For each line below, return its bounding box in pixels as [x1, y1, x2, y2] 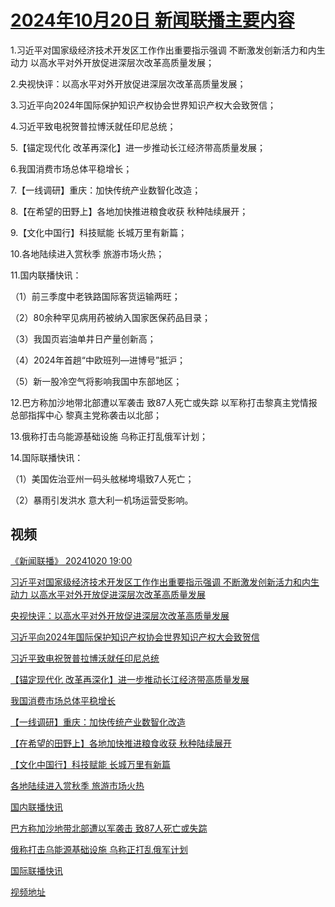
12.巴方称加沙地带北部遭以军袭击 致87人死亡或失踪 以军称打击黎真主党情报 [10, 396, 318, 408]
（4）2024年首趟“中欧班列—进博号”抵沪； [10, 354, 187, 366]
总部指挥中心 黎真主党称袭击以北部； [10, 409, 162, 421]
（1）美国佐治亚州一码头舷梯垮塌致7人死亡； [10, 472, 195, 485]
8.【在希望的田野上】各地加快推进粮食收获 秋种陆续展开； [10, 205, 249, 217]
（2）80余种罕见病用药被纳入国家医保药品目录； [10, 311, 212, 323]
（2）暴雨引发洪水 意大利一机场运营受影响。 [10, 494, 194, 506]
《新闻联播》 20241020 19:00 [10, 554, 133, 566]
